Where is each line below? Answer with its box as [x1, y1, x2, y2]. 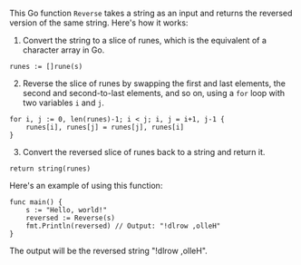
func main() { [9, 198, 63, 207]
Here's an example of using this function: [9, 181, 163, 191]
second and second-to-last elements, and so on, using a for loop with [22, 88, 286, 98]
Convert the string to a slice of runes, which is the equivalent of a [22, 35, 267, 45]
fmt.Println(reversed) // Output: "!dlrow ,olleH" [25, 221, 221, 231]
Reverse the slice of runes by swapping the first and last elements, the [22, 78, 286, 89]
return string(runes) [9, 164, 92, 173]
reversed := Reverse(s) [25, 213, 116, 222]
